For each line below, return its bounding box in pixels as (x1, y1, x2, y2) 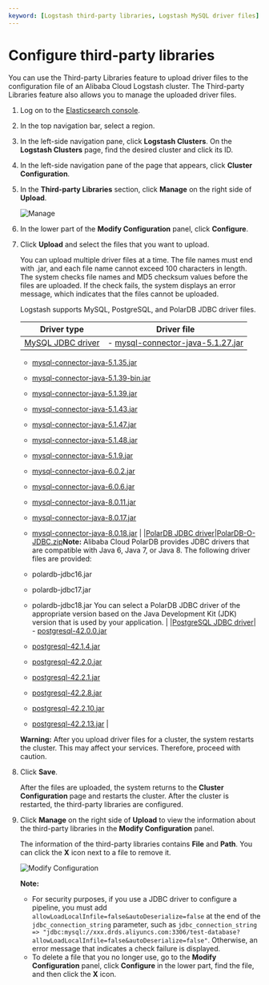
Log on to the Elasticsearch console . (19, 105, 140, 115)
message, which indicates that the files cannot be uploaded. (19, 289, 219, 299)
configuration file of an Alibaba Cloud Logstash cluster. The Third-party (8, 81, 245, 90)
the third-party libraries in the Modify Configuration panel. (19, 823, 215, 833)
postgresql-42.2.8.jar (31, 688, 102, 698)
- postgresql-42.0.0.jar (31, 625, 107, 635)
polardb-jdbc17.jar (31, 585, 91, 594)
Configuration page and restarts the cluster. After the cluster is (19, 790, 230, 801)
